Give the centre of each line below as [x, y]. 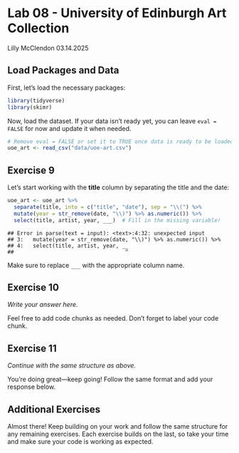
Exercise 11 [32, 348]
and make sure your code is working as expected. [80, 442]
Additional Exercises [54, 409]
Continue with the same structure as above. [72, 365]
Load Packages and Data [63, 70]
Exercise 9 [31, 170]
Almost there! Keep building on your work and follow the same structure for [118, 426]
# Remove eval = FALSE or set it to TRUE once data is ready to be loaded [121, 141]
